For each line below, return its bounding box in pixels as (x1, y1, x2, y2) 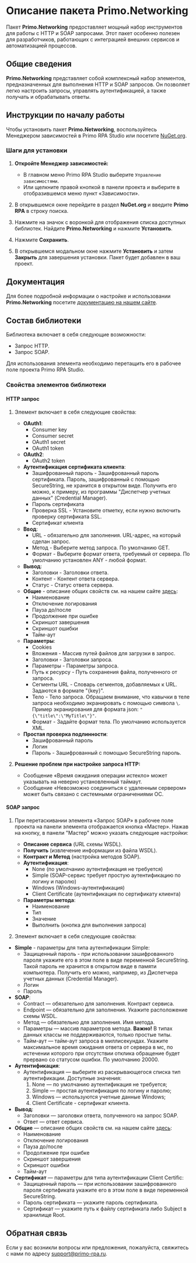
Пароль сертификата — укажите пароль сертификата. (23, 1199, 159, 1206)
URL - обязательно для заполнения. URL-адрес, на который (32, 531, 181, 539)
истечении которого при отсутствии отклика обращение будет (23, 1049, 180, 1056)
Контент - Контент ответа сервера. (32, 575, 120, 582)
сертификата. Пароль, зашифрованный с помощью (32, 476, 160, 483)
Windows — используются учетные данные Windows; (32, 1093, 166, 1100)
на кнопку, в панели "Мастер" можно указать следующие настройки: (14, 829, 188, 836)
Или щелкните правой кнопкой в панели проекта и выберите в (23, 183, 180, 191)
